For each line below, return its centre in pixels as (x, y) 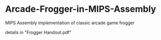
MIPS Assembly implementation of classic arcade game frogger (70, 23)
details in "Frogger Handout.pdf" (38, 32)
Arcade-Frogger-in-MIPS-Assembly (81, 9)
